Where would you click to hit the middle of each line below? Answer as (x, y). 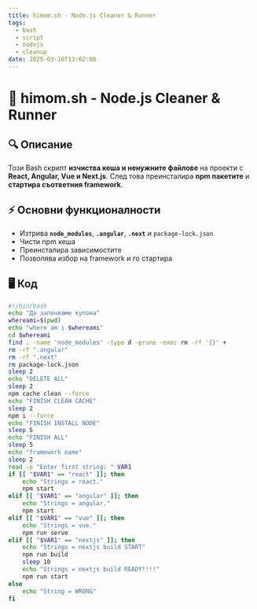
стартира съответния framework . (66, 184)
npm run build (45, 555)
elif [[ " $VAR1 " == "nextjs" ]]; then (72, 540)
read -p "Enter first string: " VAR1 (70, 467)
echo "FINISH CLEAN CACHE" (52, 401)
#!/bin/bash (28, 306)
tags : (17, 23)
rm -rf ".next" (33, 357)
